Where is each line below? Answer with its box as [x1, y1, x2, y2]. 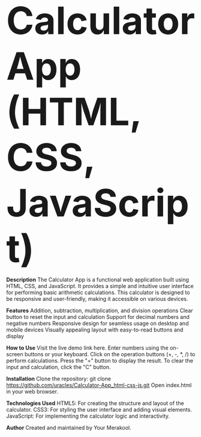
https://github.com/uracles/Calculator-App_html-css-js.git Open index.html [6, 382, 192, 389]
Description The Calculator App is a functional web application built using [6, 276, 189, 283]
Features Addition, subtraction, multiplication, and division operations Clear [6, 307, 193, 314]
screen [6, 351, 24, 357]
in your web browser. [6, 388, 59, 395]
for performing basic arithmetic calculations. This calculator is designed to [6, 289, 190, 296]
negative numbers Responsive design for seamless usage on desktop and [6, 320, 189, 327]
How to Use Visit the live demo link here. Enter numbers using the [6, 344, 169, 351]
